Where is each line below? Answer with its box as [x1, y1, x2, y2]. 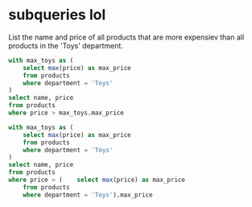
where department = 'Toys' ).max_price [23, 191, 153, 199]
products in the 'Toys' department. [8, 40, 123, 50]
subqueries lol [8, 6, 106, 24]
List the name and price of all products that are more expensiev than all [8, 32, 245, 42]
